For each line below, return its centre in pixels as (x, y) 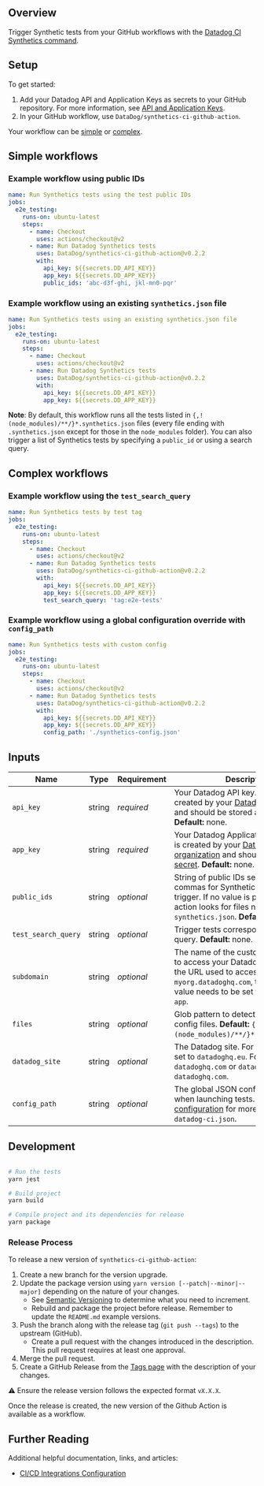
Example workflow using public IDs (77, 178)
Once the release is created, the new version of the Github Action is (118, 1406)
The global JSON (205, 1089)
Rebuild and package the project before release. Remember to (132, 1309)
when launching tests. (214, 1099)
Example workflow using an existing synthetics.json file (117, 303)
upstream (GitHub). (51, 1333)
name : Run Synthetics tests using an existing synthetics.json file (123, 319)
